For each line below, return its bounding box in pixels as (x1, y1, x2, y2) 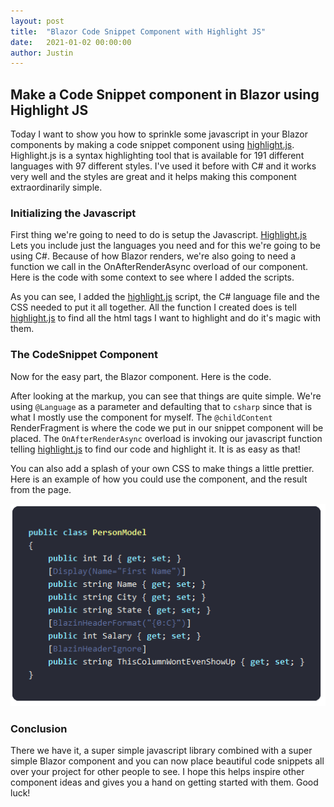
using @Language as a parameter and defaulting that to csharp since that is (10, 400, 313, 412)
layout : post (10, 16, 65, 26)
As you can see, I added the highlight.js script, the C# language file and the (10, 291, 320, 303)
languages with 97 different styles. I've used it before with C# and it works (10, 160, 317, 172)
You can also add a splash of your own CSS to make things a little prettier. (10, 462, 315, 474)
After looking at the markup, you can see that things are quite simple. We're (10, 390, 322, 402)
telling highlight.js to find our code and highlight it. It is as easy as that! (10, 443, 301, 455)
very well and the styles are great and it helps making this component (10, 171, 297, 183)
